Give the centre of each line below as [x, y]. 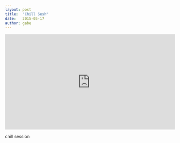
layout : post [18, 9]
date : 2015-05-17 [25, 18]
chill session [17, 137]
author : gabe [18, 23]
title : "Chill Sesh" [27, 14]
